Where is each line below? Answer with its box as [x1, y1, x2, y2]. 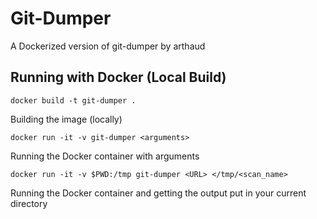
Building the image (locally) [10, 113, 123, 125]
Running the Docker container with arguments [10, 150, 200, 162]
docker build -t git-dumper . [10, 95, 137, 106]
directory [10, 197, 48, 209]
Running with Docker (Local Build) [10, 69, 227, 86]
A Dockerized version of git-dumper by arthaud [10, 40, 206, 52]
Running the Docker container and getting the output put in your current [10, 187, 307, 199]
